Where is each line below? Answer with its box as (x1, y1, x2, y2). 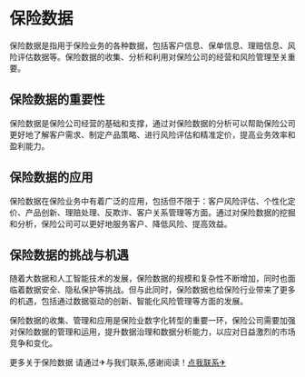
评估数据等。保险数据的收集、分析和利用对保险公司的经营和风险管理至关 (16, 51, 288, 62)
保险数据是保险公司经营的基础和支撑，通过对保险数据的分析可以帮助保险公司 (9, 117, 296, 128)
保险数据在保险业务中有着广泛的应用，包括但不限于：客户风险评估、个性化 (9, 195, 288, 206)
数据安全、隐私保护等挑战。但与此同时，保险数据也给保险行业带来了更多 (25, 284, 296, 295)
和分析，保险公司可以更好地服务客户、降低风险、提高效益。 (9, 218, 232, 229)
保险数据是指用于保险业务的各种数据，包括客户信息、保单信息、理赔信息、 (9, 40, 288, 51)
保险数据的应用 (9, 170, 93, 185)
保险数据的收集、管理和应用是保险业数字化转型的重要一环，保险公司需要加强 (9, 315, 296, 326)
